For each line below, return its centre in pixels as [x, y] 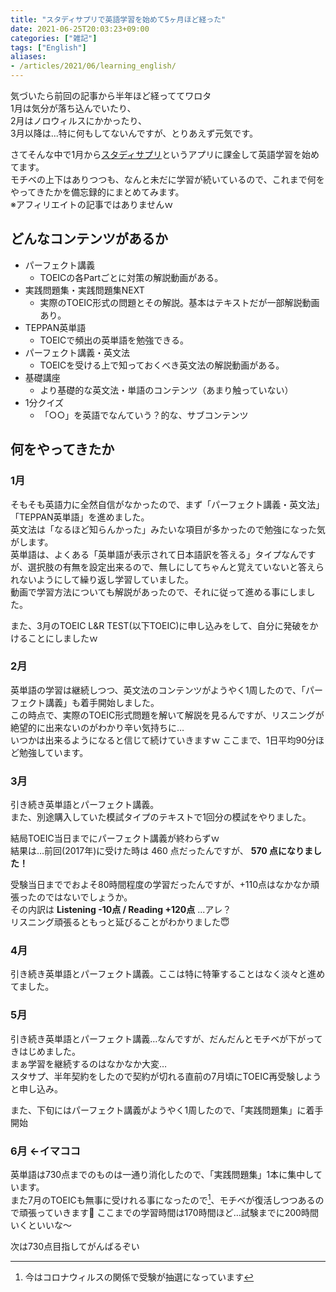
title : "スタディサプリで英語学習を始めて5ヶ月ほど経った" [118, 19]
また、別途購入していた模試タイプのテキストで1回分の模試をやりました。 [161, 817]
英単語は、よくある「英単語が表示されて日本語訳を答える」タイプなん [154, 554]
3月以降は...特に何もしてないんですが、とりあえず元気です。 [134, 133]
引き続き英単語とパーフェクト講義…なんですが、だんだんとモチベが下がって [166, 1038]
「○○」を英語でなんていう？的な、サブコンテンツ [144, 415]
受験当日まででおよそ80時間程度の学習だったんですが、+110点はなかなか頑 [165, 885]
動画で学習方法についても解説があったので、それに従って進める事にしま [158, 592]
